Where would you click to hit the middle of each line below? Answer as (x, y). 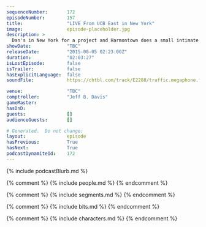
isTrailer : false (44, 69)
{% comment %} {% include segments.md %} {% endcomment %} (91, 195)
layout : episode (46, 136)
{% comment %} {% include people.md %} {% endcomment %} (87, 183)
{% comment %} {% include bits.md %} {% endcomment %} (83, 206)
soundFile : (20, 80)
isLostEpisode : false (44, 63)
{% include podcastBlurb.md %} (47, 171)
